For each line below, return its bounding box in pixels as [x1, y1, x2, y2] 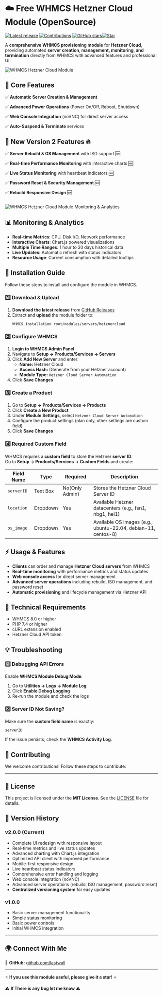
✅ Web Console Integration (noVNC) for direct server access [5, 113, 129, 119]
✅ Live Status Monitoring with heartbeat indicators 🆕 [5, 170, 114, 176]
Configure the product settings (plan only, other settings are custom [12, 418, 148, 424]
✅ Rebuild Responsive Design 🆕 [5, 189, 72, 195]
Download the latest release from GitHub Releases [12, 307, 115, 313]
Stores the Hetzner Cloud [93, 484, 151, 491]
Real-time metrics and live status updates [12, 845, 96, 851]
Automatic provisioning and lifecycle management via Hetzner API [12, 589, 147, 595]
